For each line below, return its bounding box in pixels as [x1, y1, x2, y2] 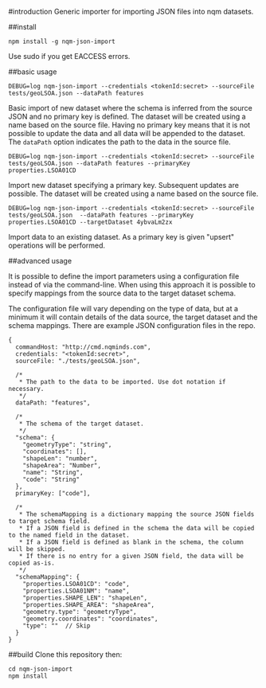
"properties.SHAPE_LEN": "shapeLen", [22, 594, 148, 602]
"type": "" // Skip [22, 622, 91, 630]
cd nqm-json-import [8, 665, 73, 673]
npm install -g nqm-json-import [8, 37, 115, 45]
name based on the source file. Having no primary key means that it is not [8, 120, 251, 130]
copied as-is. [8, 559, 56, 567]
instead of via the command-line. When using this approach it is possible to [8, 280, 256, 289]
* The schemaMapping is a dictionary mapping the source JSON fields [18, 510, 255, 518]
